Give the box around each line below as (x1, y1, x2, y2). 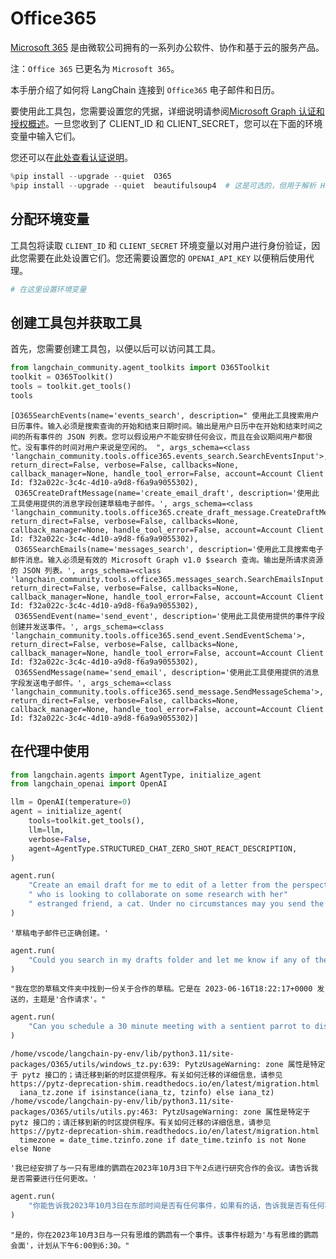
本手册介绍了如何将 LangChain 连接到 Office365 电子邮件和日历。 (10, 83, 280, 96)
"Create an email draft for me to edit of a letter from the (28, 880, 288, 891)
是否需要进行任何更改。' (10, 1174, 97, 1184)
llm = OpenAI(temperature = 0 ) (10, 797, 132, 807)
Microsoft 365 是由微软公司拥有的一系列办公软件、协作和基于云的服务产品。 (10, 41, 325, 53)
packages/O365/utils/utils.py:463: (10, 1107, 159, 1117)
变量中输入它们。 (10, 130, 81, 142)
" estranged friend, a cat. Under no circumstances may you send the (28, 899, 325, 909)
